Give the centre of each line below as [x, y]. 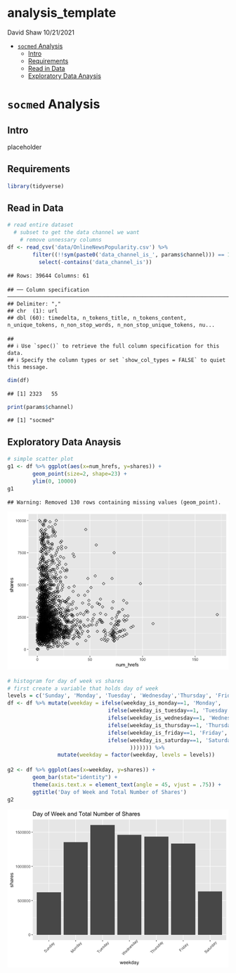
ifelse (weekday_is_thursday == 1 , [155, 725]
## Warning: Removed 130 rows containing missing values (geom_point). [114, 502]
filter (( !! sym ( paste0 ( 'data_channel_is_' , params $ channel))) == [129, 254]
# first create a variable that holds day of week [83, 688]
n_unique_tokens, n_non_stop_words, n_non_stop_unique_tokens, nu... [111, 325]
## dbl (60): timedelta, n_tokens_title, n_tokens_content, [97, 318]
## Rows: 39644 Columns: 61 [48, 275]
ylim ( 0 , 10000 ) [55, 481]
